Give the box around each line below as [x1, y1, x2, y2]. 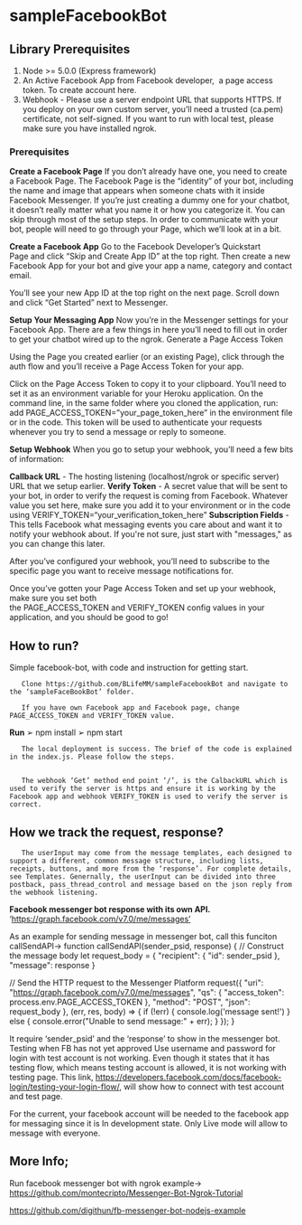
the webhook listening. [9, 888, 99, 897]
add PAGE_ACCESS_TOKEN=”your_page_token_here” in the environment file [9, 408, 293, 419]
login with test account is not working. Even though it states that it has [9, 1052, 270, 1063]
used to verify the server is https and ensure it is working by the [9, 784, 277, 794]
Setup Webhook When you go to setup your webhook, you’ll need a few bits [9, 444, 294, 455]
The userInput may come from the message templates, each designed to [21, 848, 293, 857]
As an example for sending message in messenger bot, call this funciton [9, 930, 278, 941]
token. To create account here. [22, 85, 137, 95]
